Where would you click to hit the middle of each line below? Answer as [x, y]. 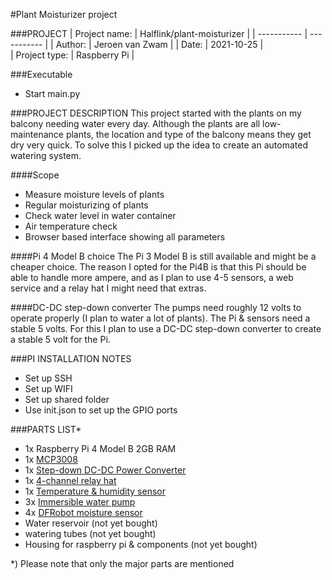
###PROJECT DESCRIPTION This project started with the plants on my [156, 113]
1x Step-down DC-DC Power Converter [105, 470]
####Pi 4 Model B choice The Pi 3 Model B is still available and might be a [163, 256]
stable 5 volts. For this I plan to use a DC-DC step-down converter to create [166, 328]
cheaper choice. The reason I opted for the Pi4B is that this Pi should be [158, 267]
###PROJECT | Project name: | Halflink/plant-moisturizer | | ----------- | [159, 33]
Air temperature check [71, 226]
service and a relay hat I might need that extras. [108, 288]
